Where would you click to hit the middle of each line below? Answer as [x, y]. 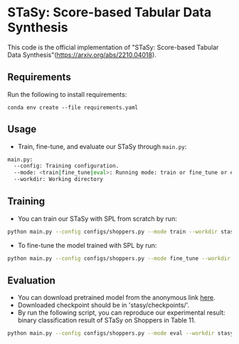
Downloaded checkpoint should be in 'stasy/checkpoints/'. [103, 305]
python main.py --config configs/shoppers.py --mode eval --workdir [111, 333]
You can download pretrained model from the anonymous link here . [116, 298]
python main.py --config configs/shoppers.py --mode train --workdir [113, 231]
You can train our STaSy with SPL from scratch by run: [97, 219]
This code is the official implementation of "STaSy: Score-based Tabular [113, 47]
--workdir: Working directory [58, 179]
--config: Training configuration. [67, 166]
